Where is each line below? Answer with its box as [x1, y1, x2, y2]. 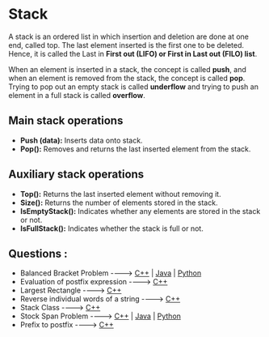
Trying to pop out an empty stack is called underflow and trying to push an [8, 82, 258, 92]
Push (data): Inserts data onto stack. [19, 135, 143, 145]
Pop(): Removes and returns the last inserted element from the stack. [19, 143, 251, 154]
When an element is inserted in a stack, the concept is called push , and [8, 64, 246, 74]
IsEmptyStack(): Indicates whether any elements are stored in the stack [19, 206, 261, 215]
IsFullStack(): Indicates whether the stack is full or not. [19, 224, 204, 233]
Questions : [8, 246, 68, 260]
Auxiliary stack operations [8, 168, 145, 181]
